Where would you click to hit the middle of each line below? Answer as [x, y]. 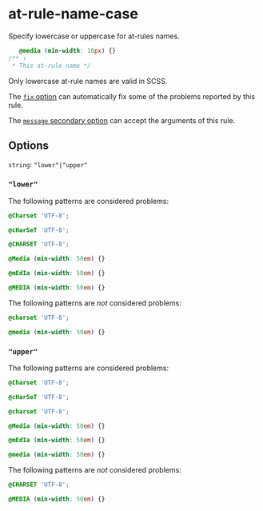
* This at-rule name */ [51, 66]
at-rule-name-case [73, 14]
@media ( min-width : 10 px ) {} [67, 50]
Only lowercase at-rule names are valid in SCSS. [88, 81]
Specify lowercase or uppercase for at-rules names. [94, 36]
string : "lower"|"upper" [48, 165]
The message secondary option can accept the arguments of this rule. [122, 120]
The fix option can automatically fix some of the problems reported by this [132, 96]
